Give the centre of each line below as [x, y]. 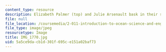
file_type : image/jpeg [28, 28]
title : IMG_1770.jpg [26, 38]
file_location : [21, 24]
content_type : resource [30, 10]
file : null [16, 19]
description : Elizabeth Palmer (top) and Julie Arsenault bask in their [82, 14]
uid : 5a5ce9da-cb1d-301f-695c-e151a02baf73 [51, 42]
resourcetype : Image [26, 33]
